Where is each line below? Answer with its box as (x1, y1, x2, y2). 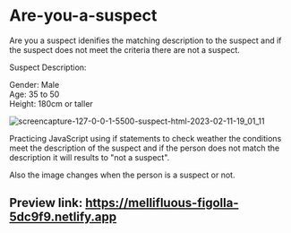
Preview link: (9, 195, 83, 211)
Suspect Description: (9, 62, 87, 73)
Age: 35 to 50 (9, 89, 60, 99)
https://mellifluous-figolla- (84, 195, 239, 211)
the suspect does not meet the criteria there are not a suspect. (9, 44, 240, 55)
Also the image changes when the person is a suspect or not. (9, 169, 235, 180)
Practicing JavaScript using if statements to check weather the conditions (9, 133, 282, 143)
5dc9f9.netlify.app (9, 210, 117, 225)
